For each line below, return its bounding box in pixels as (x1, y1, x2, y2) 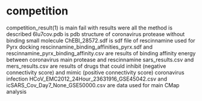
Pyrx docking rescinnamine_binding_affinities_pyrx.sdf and (6, 43, 153, 50)
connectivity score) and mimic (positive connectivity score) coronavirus (6, 69, 185, 76)
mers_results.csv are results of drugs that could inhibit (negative (6, 62, 166, 70)
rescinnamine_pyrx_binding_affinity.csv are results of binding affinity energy (6, 49, 196, 57)
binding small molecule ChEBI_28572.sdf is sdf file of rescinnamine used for (6, 37, 196, 44)
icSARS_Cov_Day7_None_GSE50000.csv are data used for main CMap (6, 81, 180, 88)
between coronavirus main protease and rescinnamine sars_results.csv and (6, 56, 194, 63)
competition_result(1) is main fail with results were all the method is (6, 24, 173, 31)
